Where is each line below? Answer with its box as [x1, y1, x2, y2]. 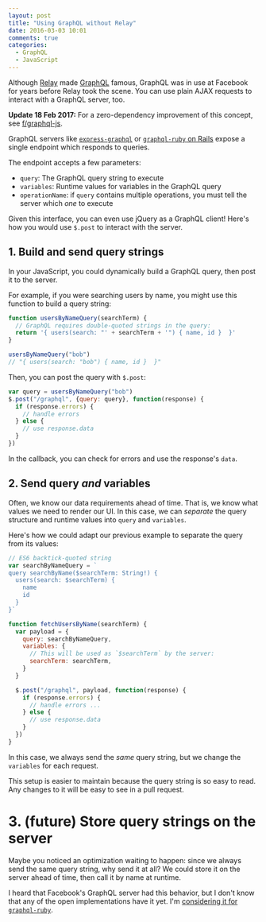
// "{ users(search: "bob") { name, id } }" [8, 358, 161, 366]
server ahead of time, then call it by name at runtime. [8, 872, 181, 882]
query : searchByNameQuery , [22, 635, 112, 643]
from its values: [8, 538, 59, 548]
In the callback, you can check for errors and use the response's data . [8, 454, 238, 463]
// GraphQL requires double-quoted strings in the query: [15, 321, 212, 330]
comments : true [8, 33, 59, 42]
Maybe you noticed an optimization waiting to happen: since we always [8, 855, 242, 865]
